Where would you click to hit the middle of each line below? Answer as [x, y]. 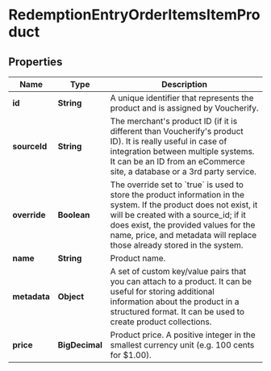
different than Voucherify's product [177, 131]
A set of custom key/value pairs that [178, 271]
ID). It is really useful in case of [169, 141]
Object [71, 296]
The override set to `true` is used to [177, 185]
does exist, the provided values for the [183, 225]
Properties [35, 62]
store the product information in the [177, 195]
